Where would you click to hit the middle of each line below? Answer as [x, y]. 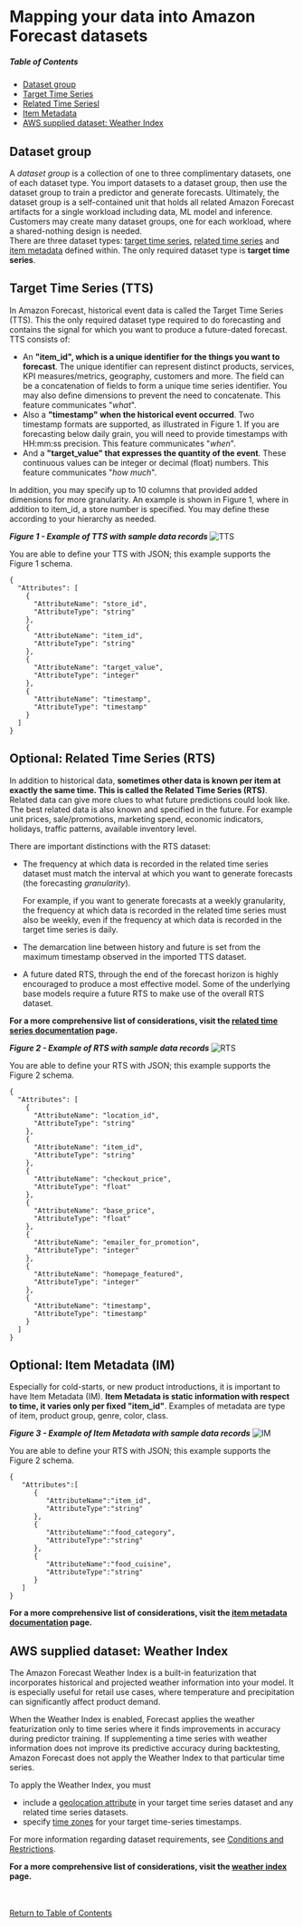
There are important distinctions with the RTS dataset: [110, 846]
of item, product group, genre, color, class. [89, 1416]
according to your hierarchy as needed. [83, 518]
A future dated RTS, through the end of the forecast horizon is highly [150, 974]
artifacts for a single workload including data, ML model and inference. [141, 211]
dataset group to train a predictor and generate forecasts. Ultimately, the [144, 192]
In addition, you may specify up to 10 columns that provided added [133, 489]
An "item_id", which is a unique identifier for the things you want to [151, 356]
